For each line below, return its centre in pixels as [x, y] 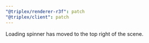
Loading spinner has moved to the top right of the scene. [74, 34]
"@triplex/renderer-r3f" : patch [45, 11]
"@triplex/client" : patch [37, 17]
